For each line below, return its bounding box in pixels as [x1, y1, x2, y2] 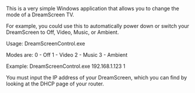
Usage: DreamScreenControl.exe [6, 40, 86, 47]
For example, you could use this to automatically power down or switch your [6, 23, 190, 29]
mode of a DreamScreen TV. [6, 11, 75, 18]
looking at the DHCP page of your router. [6, 80, 104, 87]
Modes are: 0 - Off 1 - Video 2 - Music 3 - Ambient [6, 51, 128, 58]
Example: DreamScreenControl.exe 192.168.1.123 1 [6, 63, 126, 70]
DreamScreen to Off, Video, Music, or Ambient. [6, 29, 119, 36]
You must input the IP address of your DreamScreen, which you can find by [6, 74, 187, 81]
